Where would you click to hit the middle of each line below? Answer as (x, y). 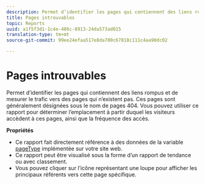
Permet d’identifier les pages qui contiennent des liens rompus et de (92, 93)
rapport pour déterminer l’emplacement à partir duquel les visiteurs (91, 112)
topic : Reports (26, 23)
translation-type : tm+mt (38, 35)
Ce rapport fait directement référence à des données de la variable (99, 142)
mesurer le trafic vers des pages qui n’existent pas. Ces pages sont (91, 99)
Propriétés (20, 130)
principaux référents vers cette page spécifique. (76, 174)
